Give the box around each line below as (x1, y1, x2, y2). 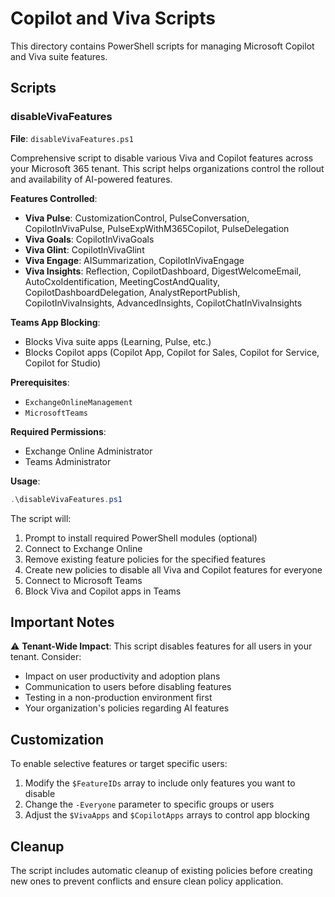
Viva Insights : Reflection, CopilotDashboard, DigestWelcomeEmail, (24, 265, 302, 277)
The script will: (10, 512, 72, 524)
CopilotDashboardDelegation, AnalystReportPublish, (24, 286, 241, 298)
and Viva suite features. (10, 50, 108, 62)
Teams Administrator (24, 455, 112, 467)
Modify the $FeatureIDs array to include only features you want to (24, 777, 296, 789)
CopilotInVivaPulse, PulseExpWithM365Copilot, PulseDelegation (24, 222, 290, 234)
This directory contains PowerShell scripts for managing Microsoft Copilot (10, 40, 315, 52)
